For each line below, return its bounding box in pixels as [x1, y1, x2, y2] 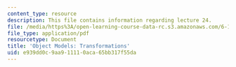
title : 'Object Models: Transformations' [7, 43, 131, 50]
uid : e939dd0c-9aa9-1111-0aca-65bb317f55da [7, 50, 137, 57]
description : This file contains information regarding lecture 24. [7, 17, 212, 24]
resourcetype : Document [7, 36, 77, 43]
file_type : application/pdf [7, 29, 90, 37]
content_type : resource [7, 10, 77, 17]
